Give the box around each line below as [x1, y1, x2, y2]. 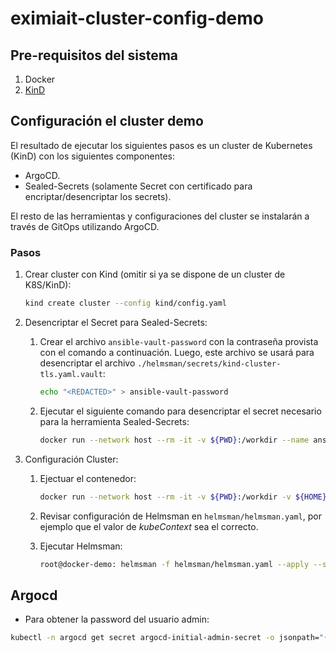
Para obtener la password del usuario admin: [24, 613, 210, 626]
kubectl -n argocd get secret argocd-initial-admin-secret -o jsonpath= [10, 633, 320, 643]
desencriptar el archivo [39, 357, 136, 369]
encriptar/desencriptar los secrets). [24, 190, 172, 202]
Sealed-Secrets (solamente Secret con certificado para [24, 180, 253, 192]
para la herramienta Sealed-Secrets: [39, 415, 190, 427]
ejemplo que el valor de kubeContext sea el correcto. [39, 520, 259, 532]
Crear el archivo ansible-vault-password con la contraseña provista [39, 335, 319, 347]
